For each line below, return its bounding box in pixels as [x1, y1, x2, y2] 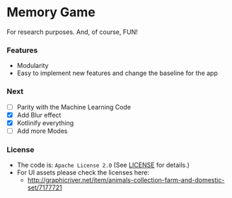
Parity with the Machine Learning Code [16, 103, 132, 111]
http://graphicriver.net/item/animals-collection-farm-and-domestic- [27, 176, 225, 185]
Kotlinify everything [16, 118, 74, 127]
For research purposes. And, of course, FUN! [6, 28, 139, 36]
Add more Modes [16, 127, 68, 135]
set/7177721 [27, 183, 62, 192]
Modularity [16, 62, 49, 70]
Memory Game [6, 4, 96, 21]
